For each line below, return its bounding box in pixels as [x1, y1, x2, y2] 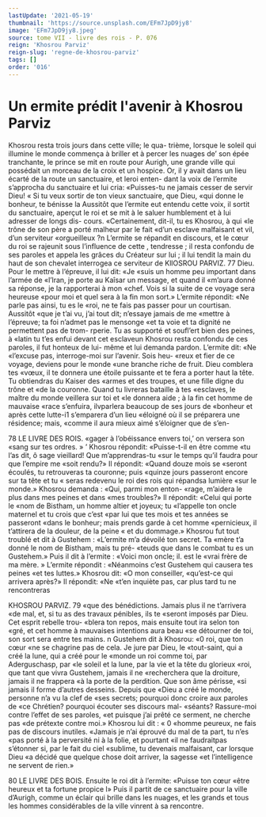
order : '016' [8, 63, 51, 71]
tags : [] [8, 56, 37, 64]
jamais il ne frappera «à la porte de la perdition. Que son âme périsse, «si [8, 676, 247, 685]
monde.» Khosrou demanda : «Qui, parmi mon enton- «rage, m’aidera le [8, 484, 243, 494]
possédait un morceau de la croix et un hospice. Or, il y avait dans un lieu [8, 166, 247, 175]
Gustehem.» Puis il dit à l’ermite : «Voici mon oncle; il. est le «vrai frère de [8, 552, 248, 561]
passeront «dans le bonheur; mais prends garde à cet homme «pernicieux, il [8, 517, 257, 527]
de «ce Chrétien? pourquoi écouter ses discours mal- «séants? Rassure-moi [8, 701, 257, 711]
